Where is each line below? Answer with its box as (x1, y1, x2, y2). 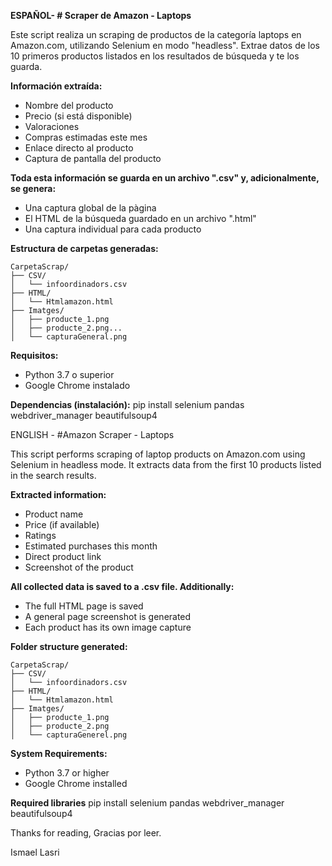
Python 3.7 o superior (24, 369, 115, 380)
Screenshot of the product (24, 561, 134, 573)
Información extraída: (10, 80, 103, 92)
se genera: (10, 183, 57, 194)
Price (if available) (24, 519, 100, 530)
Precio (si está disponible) (24, 110, 133, 122)
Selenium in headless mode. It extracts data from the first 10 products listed (10, 459, 322, 470)
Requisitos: (10, 350, 59, 361)
